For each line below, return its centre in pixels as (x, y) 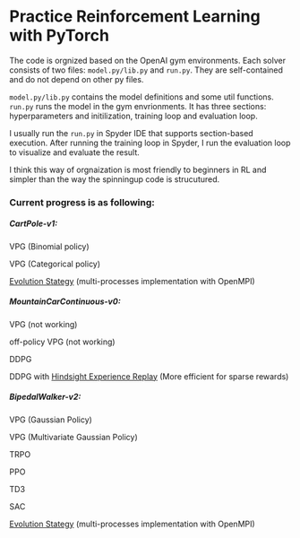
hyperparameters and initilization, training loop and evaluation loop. (133, 116)
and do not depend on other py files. (77, 79)
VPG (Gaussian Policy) (51, 420)
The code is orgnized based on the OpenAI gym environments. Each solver (148, 60)
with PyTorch (60, 35)
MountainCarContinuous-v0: (65, 301)
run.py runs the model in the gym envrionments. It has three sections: (138, 106)
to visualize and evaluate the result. (75, 152)
